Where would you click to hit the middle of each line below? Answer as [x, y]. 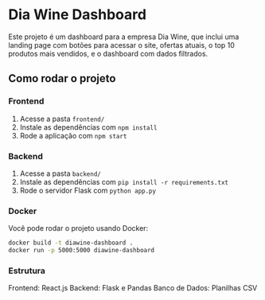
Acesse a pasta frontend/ [62, 119]
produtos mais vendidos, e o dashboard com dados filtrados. [108, 53]
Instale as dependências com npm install [88, 127]
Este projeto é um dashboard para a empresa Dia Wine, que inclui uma [124, 37]
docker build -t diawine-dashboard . [71, 243]
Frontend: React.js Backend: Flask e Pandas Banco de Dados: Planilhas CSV [133, 288]
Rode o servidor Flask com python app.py [88, 190]
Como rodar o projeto [62, 78]
